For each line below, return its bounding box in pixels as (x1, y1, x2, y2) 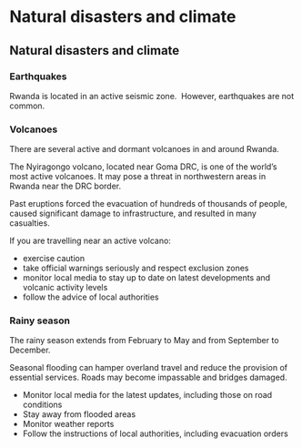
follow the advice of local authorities (22, 291, 159, 302)
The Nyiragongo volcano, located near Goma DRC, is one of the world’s (9, 161, 277, 172)
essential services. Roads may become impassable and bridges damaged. (9, 372, 288, 383)
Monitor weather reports (22, 419, 115, 430)
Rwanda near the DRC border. (9, 180, 122, 192)
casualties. (9, 218, 50, 229)
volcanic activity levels (22, 282, 108, 293)
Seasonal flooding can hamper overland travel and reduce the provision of (9, 362, 288, 373)
